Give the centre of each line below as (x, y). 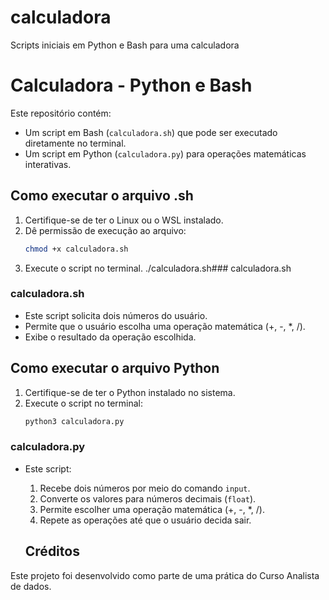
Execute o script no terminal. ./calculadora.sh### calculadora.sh (158, 268)
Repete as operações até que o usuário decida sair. (145, 520)
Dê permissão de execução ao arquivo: (105, 230)
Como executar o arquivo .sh (102, 196)
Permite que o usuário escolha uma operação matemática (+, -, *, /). (165, 326)
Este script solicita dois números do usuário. (116, 315)
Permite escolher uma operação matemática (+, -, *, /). (152, 509)
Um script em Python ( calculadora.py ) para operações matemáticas (165, 153)
